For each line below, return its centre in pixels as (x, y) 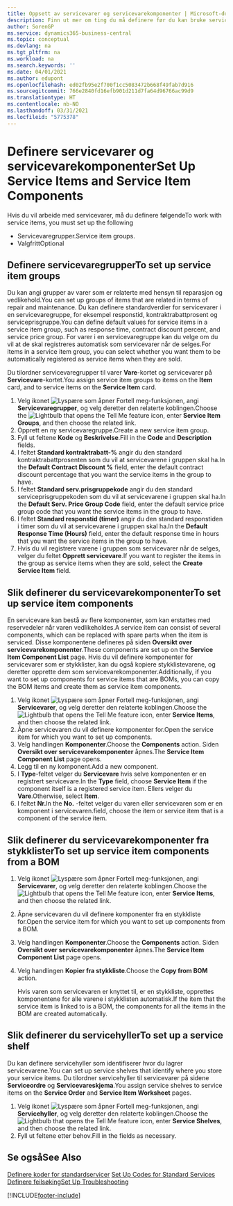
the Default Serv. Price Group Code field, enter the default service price (121, 504)
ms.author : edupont (35, 78)
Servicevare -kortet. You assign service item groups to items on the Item (110, 380)
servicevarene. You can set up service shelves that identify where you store (115, 1070)
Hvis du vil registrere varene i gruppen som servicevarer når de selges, (119, 548)
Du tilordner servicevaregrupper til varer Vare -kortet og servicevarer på (110, 373)
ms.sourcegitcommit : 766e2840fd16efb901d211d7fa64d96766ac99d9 (101, 91)
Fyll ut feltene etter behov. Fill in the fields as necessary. (97, 1135)
